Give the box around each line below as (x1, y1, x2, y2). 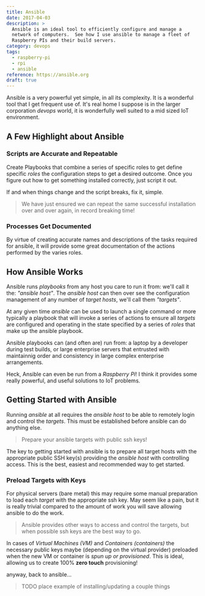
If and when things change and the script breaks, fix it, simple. (6, 188, 164, 196)
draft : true (6, 77, 37, 83)
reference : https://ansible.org (6, 72, 89, 78)
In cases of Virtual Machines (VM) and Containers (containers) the (6, 540, 174, 547)
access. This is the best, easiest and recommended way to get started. (6, 460, 185, 468)
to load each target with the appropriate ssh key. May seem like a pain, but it (6, 496, 199, 504)
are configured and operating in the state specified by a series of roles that (6, 321, 196, 328)
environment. (6, 114, 40, 121)
